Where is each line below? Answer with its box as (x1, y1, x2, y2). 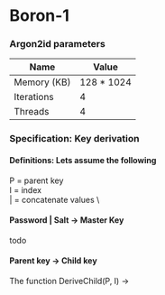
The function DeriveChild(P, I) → (9, 276, 130, 287)
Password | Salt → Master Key (9, 215, 124, 226)
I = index (9, 184, 42, 195)
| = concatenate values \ (9, 194, 100, 205)
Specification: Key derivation (9, 133, 140, 145)
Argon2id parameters (9, 38, 105, 51)
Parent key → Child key (9, 255, 97, 266)
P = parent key (9, 175, 64, 186)
